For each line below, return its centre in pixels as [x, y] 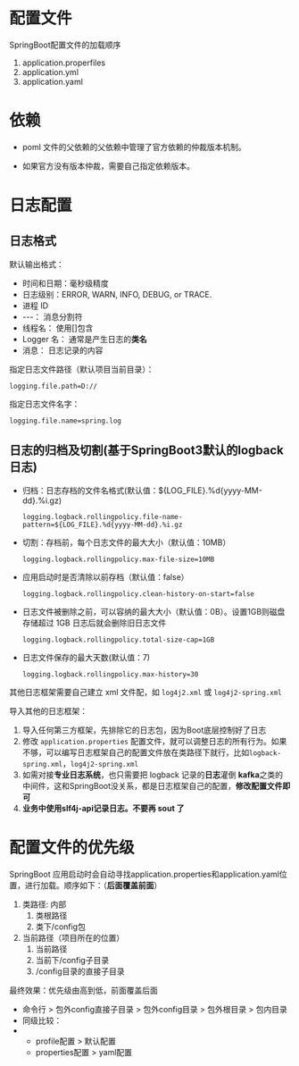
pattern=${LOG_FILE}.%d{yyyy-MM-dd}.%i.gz [102, 525]
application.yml [50, 71]
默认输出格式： [37, 264]
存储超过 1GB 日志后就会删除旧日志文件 [94, 623]
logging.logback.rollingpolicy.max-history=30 [110, 674]
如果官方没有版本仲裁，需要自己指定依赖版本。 [108, 165]
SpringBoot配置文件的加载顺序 [65, 45]
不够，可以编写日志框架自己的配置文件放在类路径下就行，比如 [136, 752]
